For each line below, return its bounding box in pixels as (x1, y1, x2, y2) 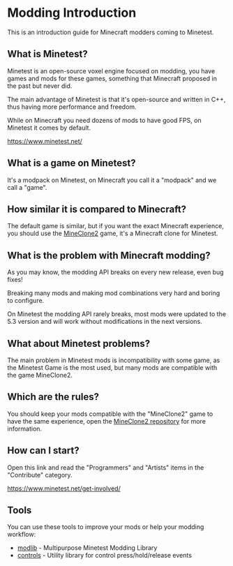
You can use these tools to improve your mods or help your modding (7, 523, 204, 531)
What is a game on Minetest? (7, 157, 136, 169)
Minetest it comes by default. (7, 124, 91, 132)
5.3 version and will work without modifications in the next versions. (7, 318, 202, 326)
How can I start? (7, 445, 80, 456)
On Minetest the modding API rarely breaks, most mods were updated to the (7, 310, 227, 318)
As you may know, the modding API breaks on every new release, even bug (7, 268, 225, 276)
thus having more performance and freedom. (7, 103, 137, 111)
